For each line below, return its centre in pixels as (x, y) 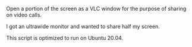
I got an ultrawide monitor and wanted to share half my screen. (83, 26)
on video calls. (24, 15)
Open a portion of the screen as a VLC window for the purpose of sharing (96, 9)
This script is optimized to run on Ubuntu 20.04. (65, 38)
